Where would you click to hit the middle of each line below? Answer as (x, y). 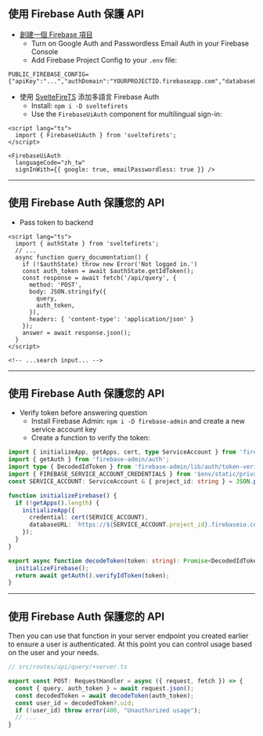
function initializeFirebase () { (63, 496)
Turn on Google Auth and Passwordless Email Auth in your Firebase (140, 43)
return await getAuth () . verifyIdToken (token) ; (92, 575)
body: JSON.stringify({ (68, 291)
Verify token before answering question (83, 413)
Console (45, 51)
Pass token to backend (56, 222)
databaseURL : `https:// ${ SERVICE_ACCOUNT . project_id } (119, 525)
